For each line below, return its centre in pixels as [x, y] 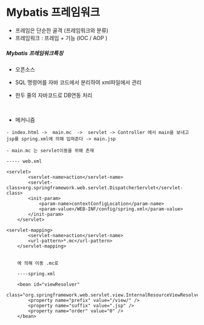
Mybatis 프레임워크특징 [35, 53]
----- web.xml [24, 161]
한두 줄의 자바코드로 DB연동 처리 [54, 95]
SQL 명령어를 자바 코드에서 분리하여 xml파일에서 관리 [78, 82]
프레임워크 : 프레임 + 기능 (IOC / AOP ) [61, 38]
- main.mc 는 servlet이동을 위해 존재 [50, 150]
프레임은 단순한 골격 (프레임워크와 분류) [62, 30]
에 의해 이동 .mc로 [38, 263]
